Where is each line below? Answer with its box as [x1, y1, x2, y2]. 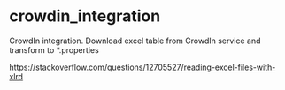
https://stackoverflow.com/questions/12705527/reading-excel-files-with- [9, 62, 276, 72]
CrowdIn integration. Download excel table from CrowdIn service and [9, 35, 261, 46]
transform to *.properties [9, 44, 99, 55]
